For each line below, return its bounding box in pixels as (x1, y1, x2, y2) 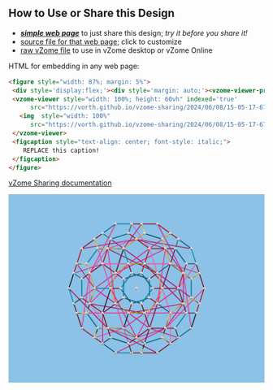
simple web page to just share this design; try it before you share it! (19, 28, 248, 37)
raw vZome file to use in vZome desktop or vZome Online (19, 45, 213, 55)
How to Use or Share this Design (8, 6, 175, 20)
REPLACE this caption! (23, 146, 100, 154)
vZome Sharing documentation (8, 178, 112, 188)
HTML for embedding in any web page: (8, 61, 140, 71)
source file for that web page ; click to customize (19, 37, 183, 46)
